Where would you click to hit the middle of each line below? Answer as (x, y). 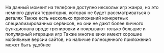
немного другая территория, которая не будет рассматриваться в (78, 13)
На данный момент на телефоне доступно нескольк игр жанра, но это (82, 7)
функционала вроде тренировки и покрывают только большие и (76, 29)
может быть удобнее (28, 45)
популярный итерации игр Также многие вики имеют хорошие (74, 34)
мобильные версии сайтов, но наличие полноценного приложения (78, 39)
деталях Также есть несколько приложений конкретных (67, 18)
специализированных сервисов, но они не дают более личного (74, 23)
